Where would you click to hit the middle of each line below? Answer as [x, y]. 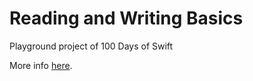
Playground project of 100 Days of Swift [91, 46]
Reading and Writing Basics [126, 18]
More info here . [41, 65]
